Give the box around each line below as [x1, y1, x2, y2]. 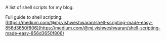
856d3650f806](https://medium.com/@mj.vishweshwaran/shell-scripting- [5, 25, 161, 31]
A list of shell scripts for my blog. [5, 5, 74, 10]
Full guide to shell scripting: [5, 14, 63, 20]
